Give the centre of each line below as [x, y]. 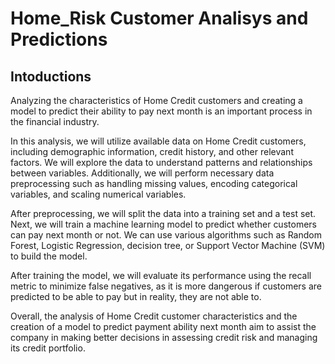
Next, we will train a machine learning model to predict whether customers [163, 224]
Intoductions [51, 76]
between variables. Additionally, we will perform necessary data [142, 173]
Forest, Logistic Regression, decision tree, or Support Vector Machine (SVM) [168, 245]
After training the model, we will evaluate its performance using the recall [161, 275]
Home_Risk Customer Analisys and [159, 18]
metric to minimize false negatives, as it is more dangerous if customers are [166, 286]
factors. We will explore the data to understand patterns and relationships [161, 162]
